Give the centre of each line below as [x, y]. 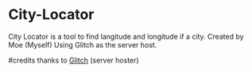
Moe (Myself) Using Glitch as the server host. [83, 44]
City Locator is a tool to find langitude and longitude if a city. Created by [126, 36]
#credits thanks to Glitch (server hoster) [74, 60]
